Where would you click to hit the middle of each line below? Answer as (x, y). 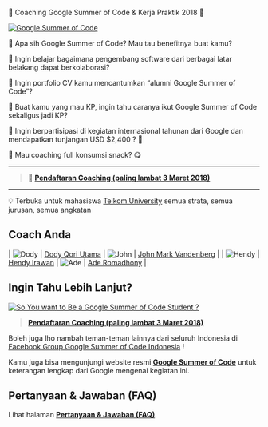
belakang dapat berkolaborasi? (59, 67)
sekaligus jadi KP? (38, 115)
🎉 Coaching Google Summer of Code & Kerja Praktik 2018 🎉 (106, 12)
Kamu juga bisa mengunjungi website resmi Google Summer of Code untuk (132, 362)
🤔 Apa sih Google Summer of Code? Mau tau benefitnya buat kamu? (120, 43)
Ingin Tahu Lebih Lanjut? (71, 288)
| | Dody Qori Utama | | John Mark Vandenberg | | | (134, 254)
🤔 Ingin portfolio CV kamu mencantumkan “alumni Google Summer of (122, 83)
